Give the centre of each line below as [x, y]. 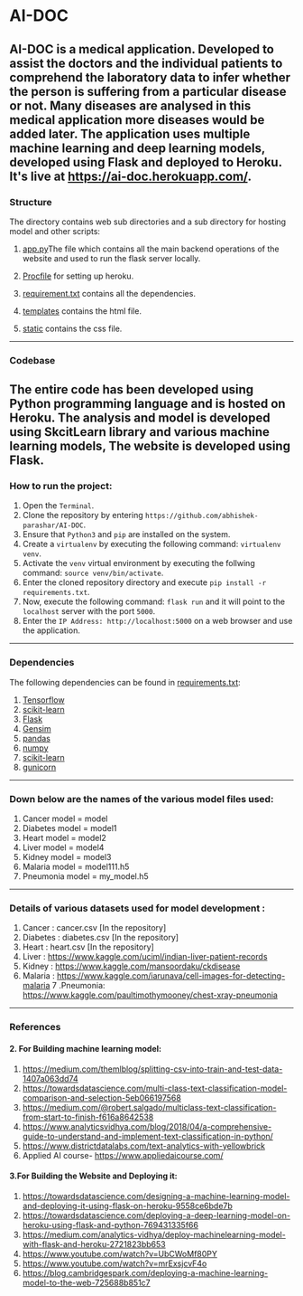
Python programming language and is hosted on [147, 404]
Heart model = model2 [64, 838]
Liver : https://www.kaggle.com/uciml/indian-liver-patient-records [145, 957]
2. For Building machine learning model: [86, 1048]
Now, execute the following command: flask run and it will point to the [154, 601]
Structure [31, 202]
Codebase [32, 360]
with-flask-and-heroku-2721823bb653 [94, 1244]
